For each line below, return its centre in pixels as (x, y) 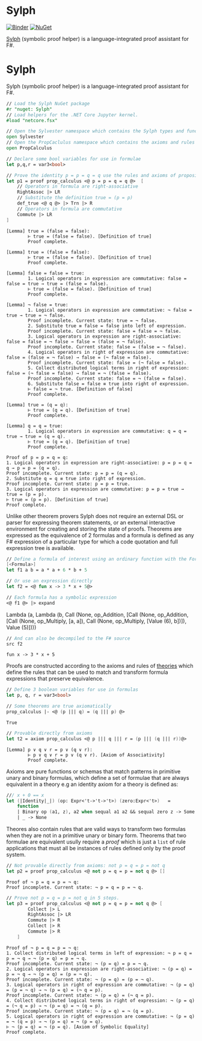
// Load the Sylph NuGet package (48, 103)
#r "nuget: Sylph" (29, 109)
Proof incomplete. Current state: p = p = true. (68, 484)
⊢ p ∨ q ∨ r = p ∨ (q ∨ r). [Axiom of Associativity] (96, 755)
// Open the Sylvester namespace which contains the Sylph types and (95, 131)
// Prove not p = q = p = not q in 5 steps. (63, 898)
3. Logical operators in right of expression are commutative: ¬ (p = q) (101, 984)
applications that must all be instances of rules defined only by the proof (96, 848)
